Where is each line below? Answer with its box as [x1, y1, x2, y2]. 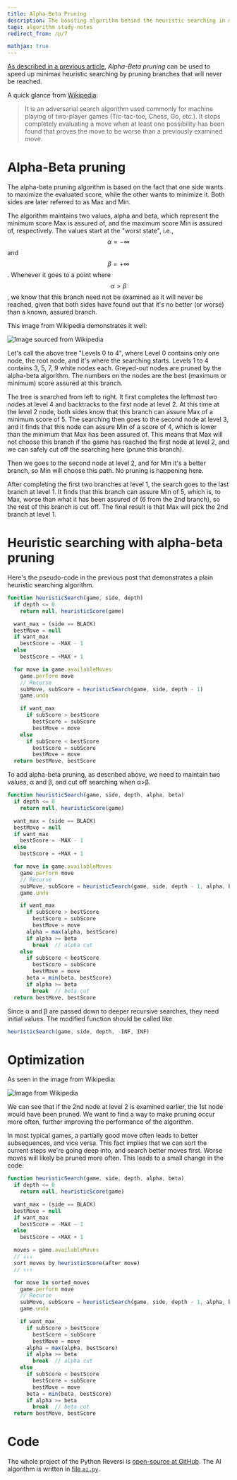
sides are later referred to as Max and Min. [7, 198, 131, 206]
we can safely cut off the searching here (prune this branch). [7, 445, 185, 454]
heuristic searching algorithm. [7, 581, 95, 589]
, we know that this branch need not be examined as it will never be [7, 293, 203, 301]
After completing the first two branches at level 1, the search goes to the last [7, 480, 229, 488]
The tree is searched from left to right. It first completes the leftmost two [7, 393, 217, 401]
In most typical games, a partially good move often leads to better [7, 1132, 199, 1140]
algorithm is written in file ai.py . [7, 1464, 100, 1474]
